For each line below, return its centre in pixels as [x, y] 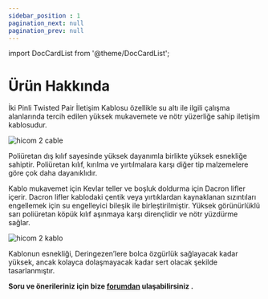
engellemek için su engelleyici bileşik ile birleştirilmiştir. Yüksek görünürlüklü [134, 206]
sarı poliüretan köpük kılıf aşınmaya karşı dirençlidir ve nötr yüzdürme [123, 214]
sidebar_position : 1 [45, 16]
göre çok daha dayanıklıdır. [53, 173]
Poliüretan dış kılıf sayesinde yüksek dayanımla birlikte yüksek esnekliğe [128, 156]
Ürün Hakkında [59, 86]
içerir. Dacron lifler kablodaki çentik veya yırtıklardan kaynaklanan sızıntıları [132, 197]
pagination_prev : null [46, 30]
